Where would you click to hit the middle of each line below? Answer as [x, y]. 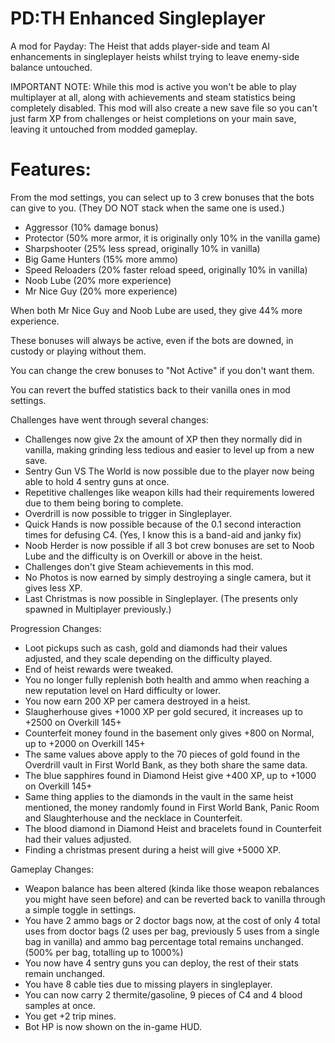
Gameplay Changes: [52, 869]
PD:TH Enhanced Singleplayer [138, 18]
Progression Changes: [56, 628]
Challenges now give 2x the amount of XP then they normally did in [163, 439]
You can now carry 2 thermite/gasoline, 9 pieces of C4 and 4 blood [163, 994]
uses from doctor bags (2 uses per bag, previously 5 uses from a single [172, 931]
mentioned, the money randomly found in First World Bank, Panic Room [172, 807]
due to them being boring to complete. [104, 503]
